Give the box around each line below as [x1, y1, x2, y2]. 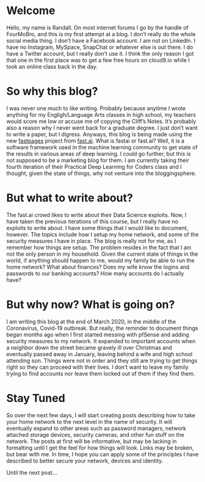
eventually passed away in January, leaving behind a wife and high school [6, 350, 193, 358]
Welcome [6, 4, 56, 18]
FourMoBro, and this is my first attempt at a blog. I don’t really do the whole [6, 30, 196, 37]
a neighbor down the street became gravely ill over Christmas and [6, 344, 173, 351]
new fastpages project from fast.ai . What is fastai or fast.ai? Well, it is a [6, 137, 185, 144]
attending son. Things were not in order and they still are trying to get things [6, 357, 198, 364]
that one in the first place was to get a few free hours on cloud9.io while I [6, 56, 190, 64]
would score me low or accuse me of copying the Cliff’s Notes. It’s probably [6, 117, 196, 125]
